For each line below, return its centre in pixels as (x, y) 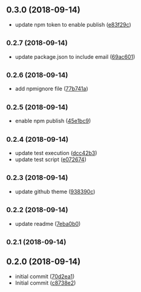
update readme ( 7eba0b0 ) (48, 224)
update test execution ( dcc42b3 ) (56, 153)
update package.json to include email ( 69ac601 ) (75, 56)
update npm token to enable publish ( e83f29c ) (73, 24)
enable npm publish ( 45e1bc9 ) (53, 121)
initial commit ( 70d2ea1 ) (45, 276)
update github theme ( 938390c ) (55, 191)
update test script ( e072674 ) (51, 159)
